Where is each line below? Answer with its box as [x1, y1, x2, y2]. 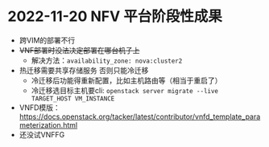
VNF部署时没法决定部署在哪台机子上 [19, 45, 140, 55]
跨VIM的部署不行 [19, 35, 76, 45]
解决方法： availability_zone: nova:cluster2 [31, 55, 183, 65]
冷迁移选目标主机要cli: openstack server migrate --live [31, 85, 219, 95]
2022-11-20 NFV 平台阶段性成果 [7, 7, 222, 26]
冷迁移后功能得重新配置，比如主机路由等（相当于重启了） [31, 76, 222, 85]
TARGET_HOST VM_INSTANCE [31, 94, 115, 103]
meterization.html [19, 120, 78, 129]
